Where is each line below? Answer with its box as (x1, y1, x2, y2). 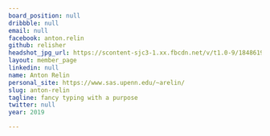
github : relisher (8, 42, 67, 50)
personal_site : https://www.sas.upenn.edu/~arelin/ (8, 78, 185, 86)
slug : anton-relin (8, 86, 70, 94)
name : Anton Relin (8, 71, 70, 79)
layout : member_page (8, 57, 78, 65)
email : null (8, 26, 48, 34)
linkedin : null (8, 64, 59, 72)
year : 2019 (8, 109, 45, 117)
